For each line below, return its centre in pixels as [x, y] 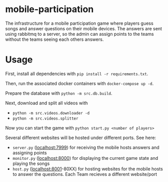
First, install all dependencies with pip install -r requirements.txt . [77, 74]
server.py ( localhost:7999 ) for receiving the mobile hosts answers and [86, 147]
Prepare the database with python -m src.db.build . [59, 93]
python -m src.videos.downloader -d [51, 113]
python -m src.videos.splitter [45, 118]
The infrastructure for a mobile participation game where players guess [79, 23]
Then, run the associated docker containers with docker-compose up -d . [79, 83]
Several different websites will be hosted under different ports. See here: [81, 138]
